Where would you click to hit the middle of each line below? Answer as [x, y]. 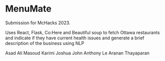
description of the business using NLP [45, 43]
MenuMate [28, 9]
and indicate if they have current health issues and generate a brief [75, 38]
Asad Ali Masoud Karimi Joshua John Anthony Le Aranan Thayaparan [77, 53]
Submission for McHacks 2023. [38, 23]
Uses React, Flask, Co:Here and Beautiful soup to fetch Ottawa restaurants [82, 32]
